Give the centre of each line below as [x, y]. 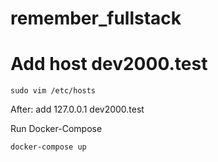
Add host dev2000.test [109, 64]
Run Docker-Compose [56, 129]
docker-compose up [48, 147]
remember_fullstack [96, 18]
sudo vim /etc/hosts [53, 91]
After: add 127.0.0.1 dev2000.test [77, 109]
